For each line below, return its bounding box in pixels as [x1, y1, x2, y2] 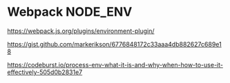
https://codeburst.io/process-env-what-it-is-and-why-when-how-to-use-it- [7, 60, 223, 69]
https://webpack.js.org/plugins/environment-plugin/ [7, 27, 155, 35]
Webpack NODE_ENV [7, 4, 133, 20]
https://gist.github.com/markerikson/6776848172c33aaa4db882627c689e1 [7, 40, 222, 48]
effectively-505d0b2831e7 [7, 68, 83, 76]
